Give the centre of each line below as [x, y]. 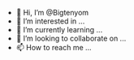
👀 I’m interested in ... [50, 21]
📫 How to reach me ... [54, 47]
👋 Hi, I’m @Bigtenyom [52, 13]
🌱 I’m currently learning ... [59, 30]
